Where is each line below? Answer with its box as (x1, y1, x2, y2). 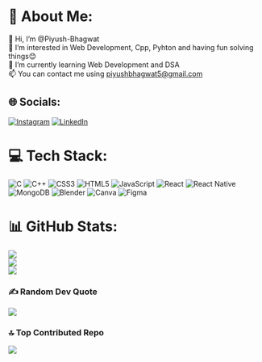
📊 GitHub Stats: (8, 217, 119, 235)
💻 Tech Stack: (8, 146, 108, 165)
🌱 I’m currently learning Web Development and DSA (8, 60, 180, 69)
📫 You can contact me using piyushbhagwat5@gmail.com (8, 69, 203, 78)
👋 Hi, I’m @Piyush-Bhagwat (8, 34, 100, 44)
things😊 (8, 51, 37, 61)
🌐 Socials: (8, 95, 61, 109)
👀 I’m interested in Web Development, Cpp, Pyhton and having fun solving (8, 42, 254, 52)
